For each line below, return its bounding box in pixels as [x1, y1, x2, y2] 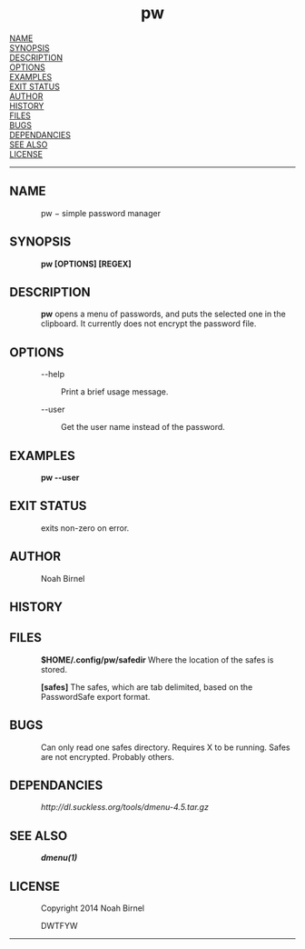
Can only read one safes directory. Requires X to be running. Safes [40, 742, 290, 753]
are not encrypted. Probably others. [40, 751, 175, 762]
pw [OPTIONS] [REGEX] [40, 258, 132, 269]
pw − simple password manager [40, 207, 162, 218]
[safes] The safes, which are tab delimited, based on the [40, 681, 253, 693]
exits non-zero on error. [40, 522, 130, 534]
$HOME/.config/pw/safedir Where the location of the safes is [40, 654, 274, 665]
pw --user [40, 472, 80, 483]
